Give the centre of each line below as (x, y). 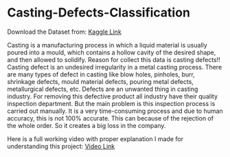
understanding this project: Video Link (61, 146)
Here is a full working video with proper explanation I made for (95, 138)
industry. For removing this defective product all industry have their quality (113, 96)
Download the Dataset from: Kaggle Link (64, 32)
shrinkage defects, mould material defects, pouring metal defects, (101, 81)
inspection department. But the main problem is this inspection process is (111, 103)
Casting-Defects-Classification (99, 13)
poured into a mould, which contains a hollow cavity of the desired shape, (112, 52)
